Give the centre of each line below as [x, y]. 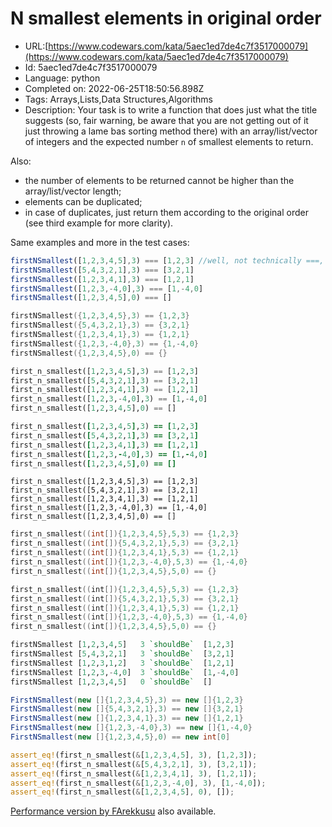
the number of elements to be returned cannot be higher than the [159, 180]
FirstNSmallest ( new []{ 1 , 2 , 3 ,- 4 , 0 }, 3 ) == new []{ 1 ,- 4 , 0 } [131, 728]
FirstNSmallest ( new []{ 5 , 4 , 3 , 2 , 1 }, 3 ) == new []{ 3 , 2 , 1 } [127, 709]
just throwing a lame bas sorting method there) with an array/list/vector [171, 131]
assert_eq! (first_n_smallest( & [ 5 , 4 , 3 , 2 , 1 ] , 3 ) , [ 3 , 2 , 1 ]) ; [134, 764]
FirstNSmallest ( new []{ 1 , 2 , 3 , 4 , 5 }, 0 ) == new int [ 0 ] [120, 737]
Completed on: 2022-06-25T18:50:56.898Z [114, 88]
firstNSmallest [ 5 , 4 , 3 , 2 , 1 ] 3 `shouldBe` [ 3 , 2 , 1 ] [122, 654]
